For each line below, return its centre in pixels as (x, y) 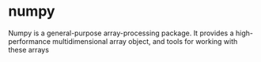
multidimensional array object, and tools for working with (145, 41)
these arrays (29, 49)
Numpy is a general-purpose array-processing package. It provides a (121, 33)
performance (30, 41)
